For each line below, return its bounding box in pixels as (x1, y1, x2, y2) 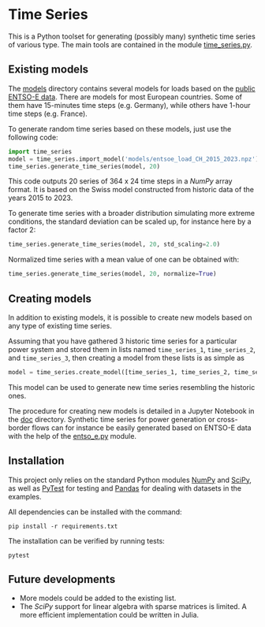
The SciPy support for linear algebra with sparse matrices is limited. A (19, 602, 247, 611)
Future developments (8, 573, 116, 586)
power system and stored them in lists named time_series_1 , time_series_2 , (8, 344, 256, 354)
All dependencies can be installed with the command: (8, 506, 183, 517)
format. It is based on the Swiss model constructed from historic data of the (8, 185, 255, 195)
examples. (8, 492, 42, 501)
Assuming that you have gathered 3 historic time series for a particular (8, 336, 237, 346)
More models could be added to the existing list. (19, 593, 177, 603)
